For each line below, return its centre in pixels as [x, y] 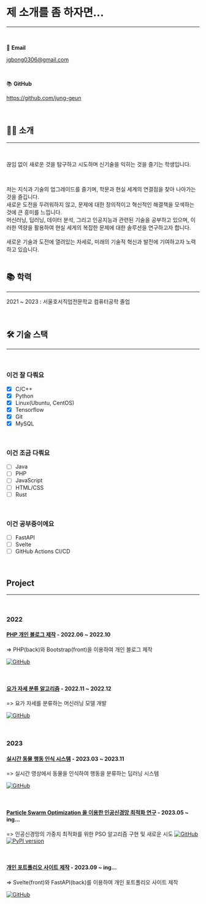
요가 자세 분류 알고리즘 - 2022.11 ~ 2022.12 [59, 689]
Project [21, 583]
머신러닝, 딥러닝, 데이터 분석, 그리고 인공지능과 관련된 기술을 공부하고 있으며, [98, 220]
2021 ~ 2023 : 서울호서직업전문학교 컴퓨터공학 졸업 [68, 301]
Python [24, 396]
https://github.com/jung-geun [44, 98]
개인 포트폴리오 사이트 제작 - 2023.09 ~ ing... [62, 867]
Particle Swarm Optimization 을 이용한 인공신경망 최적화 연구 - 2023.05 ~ [97, 813]
